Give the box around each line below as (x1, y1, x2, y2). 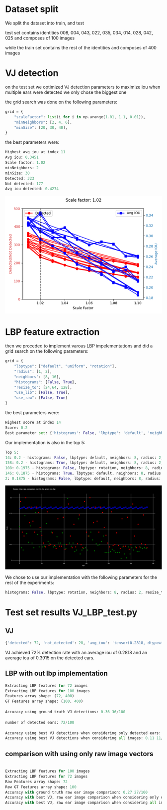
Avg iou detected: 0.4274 (5, 186, 59, 192)
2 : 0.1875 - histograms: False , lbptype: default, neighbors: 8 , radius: (5, 476, 162, 481)
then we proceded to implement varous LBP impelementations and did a (5, 343, 153, 349)
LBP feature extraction (5, 326, 100, 338)
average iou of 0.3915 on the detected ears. (5, 655, 95, 661)
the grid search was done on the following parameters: (5, 99, 118, 105)
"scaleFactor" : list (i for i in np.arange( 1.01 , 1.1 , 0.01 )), (14, 114, 146, 119)
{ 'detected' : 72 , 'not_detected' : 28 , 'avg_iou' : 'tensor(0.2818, (5, 640, 146, 646)
